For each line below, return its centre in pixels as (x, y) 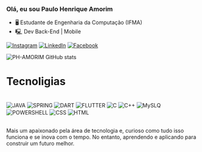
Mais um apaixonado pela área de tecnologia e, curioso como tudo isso (95, 130)
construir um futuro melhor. (40, 143)
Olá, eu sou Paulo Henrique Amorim (60, 9)
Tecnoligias (36, 82)
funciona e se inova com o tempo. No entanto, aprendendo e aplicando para (101, 137)
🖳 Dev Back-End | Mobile (48, 31)
